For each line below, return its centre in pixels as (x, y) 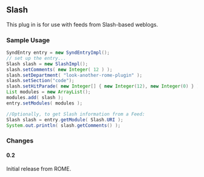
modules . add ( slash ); (35, 98)
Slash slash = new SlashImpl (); (47, 64)
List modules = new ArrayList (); (49, 92)
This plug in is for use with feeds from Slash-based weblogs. (82, 24)
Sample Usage (28, 40)
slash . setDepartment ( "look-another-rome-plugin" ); (74, 75)
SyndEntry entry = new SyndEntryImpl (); (58, 53)
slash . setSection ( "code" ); (40, 81)
